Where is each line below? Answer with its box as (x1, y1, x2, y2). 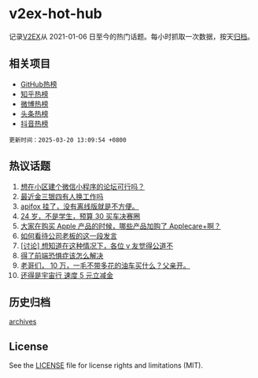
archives (9, 317, 37, 327)
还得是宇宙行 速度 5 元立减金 (20, 270, 113, 280)
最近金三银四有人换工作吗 (20, 191, 104, 201)
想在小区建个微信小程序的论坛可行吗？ (20, 182, 145, 191)
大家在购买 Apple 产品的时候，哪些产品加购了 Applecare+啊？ (20, 221, 221, 231)
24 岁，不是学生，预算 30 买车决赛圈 (20, 211, 141, 220)
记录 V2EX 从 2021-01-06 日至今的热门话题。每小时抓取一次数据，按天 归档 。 (9, 31, 255, 41)
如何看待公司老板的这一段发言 (20, 231, 117, 240)
